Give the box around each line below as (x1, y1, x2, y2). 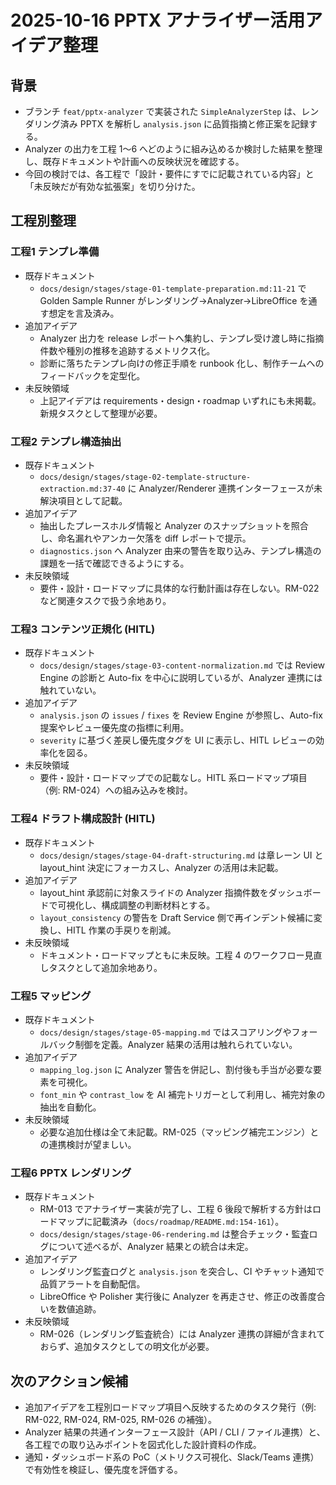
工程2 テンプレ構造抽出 (10, 434, 122, 448)
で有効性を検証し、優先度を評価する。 (24, 1463, 183, 1475)
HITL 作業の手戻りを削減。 (66, 924, 177, 936)
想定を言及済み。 (48, 307, 120, 319)
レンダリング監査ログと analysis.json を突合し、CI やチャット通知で (39, 1266, 325, 1278)
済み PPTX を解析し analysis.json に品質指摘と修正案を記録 (59, 118, 310, 130)
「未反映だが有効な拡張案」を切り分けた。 (24, 181, 201, 192)
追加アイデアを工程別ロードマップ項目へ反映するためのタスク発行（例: (24, 1401, 317, 1413)
